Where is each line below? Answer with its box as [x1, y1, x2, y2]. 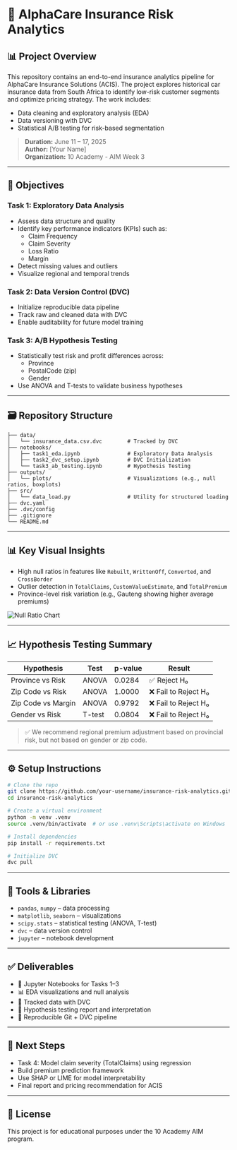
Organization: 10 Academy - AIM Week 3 [24, 152, 145, 161]
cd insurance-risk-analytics [7, 794, 93, 802]
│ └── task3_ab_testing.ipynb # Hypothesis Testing [7, 462, 191, 470]
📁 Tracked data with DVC [17, 998, 90, 1006]
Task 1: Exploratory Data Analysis [7, 200, 125, 210]
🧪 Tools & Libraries [7, 885, 91, 897]
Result [168, 663, 190, 673]
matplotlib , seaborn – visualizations [17, 911, 121, 920]
